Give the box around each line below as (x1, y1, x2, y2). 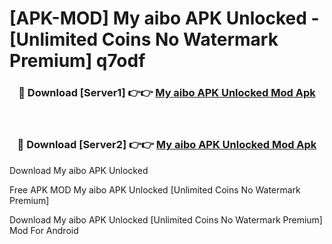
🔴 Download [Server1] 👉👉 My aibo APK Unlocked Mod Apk (18, 86, 316, 100)
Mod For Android (9, 224, 79, 236)
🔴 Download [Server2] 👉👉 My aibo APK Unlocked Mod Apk (17, 138, 317, 152)
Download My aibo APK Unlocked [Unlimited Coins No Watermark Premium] (9, 213, 323, 226)
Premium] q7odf (9, 50, 146, 72)
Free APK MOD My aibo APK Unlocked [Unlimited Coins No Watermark (9, 183, 301, 196)
